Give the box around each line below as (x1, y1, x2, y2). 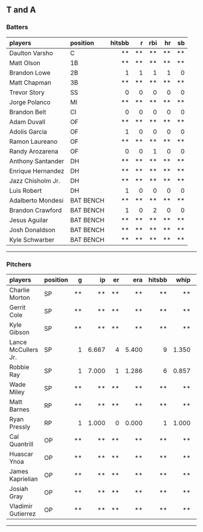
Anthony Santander (9, 157, 65, 165)
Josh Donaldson (9, 225, 56, 234)
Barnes (9, 405, 30, 414)
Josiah (9, 484, 28, 493)
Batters (6, 23, 28, 31)
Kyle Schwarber (9, 235, 55, 244)
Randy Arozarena (9, 147, 59, 155)
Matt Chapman (9, 78, 51, 86)
